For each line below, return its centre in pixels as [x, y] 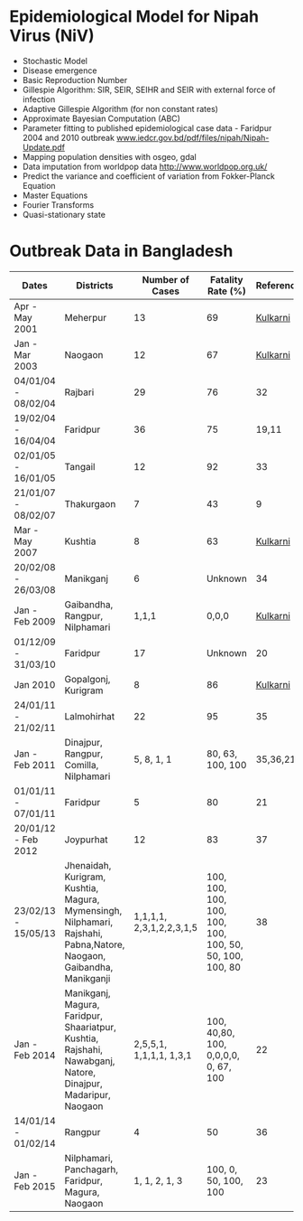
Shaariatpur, [91, 1027]
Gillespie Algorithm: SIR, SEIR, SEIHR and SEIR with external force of [149, 89]
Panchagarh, [92, 1169]
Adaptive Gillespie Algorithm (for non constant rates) [120, 108]
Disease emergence [60, 70]
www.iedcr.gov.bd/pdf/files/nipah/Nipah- [193, 137]
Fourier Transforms [58, 204]
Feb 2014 [35, 1055]
